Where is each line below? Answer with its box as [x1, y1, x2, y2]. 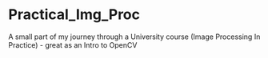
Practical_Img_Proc [8, 6, 140, 24]
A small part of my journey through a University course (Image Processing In [8, 32, 261, 41]
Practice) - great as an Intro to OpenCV [8, 40, 138, 49]
